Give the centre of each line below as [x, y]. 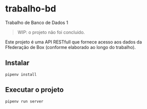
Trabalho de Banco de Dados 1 [37, 22]
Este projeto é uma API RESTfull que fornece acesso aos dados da [73, 42]
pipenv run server [24, 101]
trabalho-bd [31, 9]
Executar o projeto [34, 90]
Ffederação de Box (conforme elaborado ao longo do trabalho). [70, 47]
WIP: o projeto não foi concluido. [51, 32]
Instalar [17, 63]
